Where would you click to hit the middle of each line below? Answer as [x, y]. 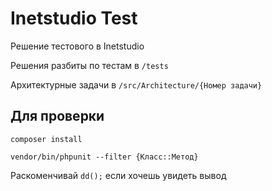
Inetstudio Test [74, 18]
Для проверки [57, 116]
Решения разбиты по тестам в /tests [89, 65]
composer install [46, 139]
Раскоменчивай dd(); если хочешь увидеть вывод [118, 175]
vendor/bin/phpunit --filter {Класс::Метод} [104, 157]
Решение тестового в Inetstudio [77, 46]
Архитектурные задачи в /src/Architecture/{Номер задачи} [136, 84]
